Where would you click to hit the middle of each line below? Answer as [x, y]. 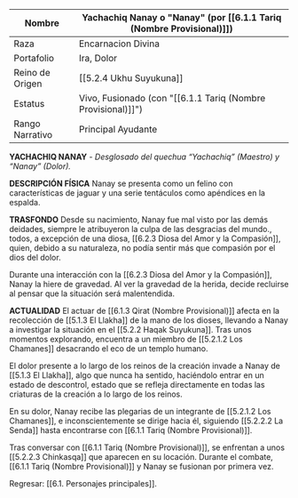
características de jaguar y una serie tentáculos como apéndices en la [137, 193]
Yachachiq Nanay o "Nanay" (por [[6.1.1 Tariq [181, 17]
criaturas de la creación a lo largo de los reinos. [96, 394]
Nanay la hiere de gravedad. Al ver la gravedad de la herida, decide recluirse [149, 284]
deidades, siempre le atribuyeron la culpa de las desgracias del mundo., [141, 229]
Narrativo [33, 135]
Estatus [29, 104]
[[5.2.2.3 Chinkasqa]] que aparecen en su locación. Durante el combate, [141, 457]
